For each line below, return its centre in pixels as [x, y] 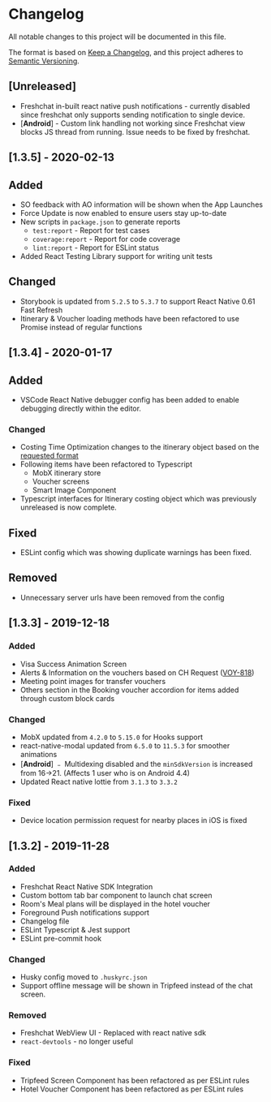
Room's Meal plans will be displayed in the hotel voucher [115, 904]
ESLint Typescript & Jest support [75, 929]
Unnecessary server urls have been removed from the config [122, 597]
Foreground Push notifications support [85, 912]
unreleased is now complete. [69, 507]
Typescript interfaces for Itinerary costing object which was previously [138, 499]
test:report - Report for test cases [91, 230]
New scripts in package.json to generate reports [100, 222]
